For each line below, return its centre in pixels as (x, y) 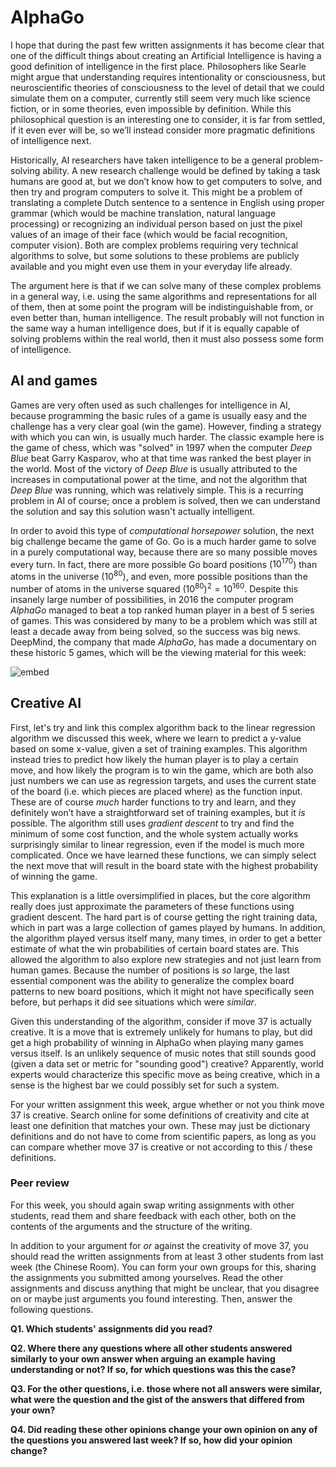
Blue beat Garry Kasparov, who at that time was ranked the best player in (161, 458)
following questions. (52, 1309)
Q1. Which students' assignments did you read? (111, 1328)
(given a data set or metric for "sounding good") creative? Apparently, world (167, 1063)
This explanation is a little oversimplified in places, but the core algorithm (160, 895)
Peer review (40, 1183)
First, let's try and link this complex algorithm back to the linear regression (163, 727)
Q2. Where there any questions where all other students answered (151, 1348)
